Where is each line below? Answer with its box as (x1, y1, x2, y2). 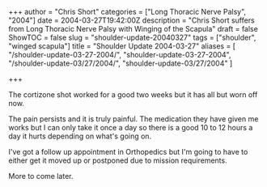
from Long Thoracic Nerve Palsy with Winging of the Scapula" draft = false (8, 24, 259, 33)
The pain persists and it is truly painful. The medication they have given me (8, 114, 259, 124)
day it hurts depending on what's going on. (8, 131, 152, 141)
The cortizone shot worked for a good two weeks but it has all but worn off (8, 90, 258, 100)
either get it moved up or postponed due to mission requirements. (8, 155, 228, 165)
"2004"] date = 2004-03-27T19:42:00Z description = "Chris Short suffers (8, 15, 255, 25)
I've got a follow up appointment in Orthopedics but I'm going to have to (8, 147, 248, 156)
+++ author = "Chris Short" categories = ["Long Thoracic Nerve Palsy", (8, 7, 247, 16)
